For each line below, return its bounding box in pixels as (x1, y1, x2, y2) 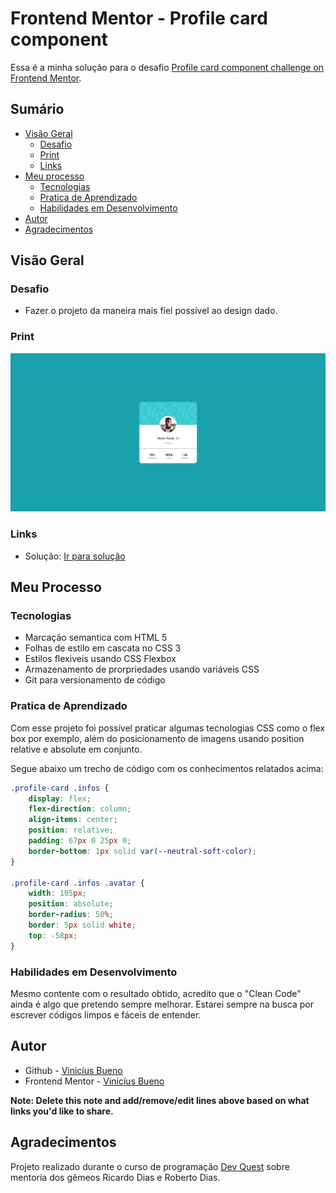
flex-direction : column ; (28, 804, 132, 814)
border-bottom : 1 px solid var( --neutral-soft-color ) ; (28, 846, 257, 856)
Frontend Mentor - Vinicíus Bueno (24, 1075, 165, 1087)
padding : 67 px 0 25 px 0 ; (28, 836, 132, 846)
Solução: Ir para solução (24, 550, 126, 562)
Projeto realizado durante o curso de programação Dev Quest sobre (10, 1160, 290, 1172)
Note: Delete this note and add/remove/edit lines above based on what (10, 1094, 310, 1106)
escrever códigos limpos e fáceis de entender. (10, 1009, 202, 1021)
